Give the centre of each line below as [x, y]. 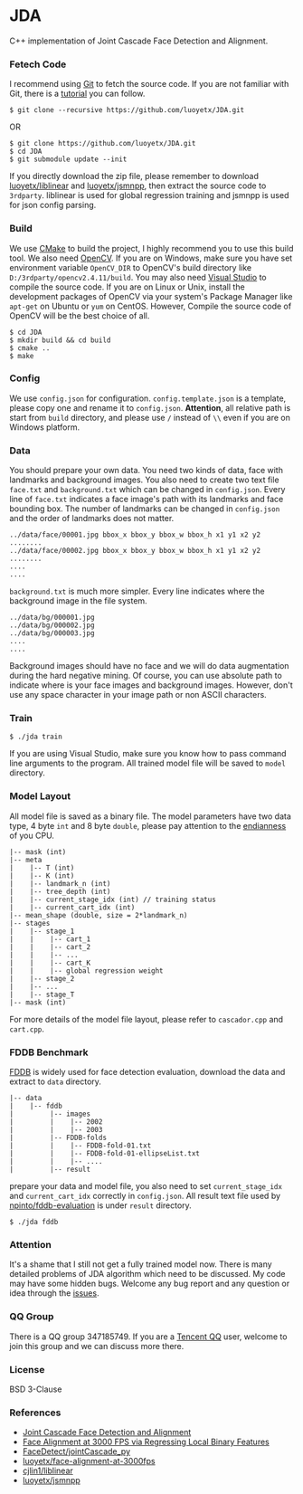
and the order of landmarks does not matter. [92, 519]
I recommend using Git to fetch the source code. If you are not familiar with [149, 84]
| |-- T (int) [42, 868]
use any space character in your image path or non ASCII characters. [138, 695]
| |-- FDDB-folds [58, 1138]
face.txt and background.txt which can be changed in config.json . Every [147, 490]
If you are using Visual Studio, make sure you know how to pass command [148, 754]
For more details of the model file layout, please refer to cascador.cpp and [146, 1019]
